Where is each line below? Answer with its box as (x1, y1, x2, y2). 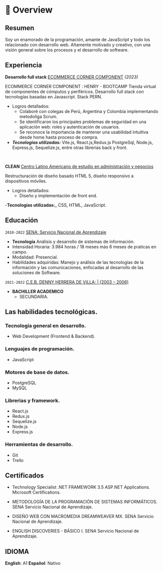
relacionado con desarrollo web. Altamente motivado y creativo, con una (5, 42, 151, 48)
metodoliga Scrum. (19, 113, 57, 119)
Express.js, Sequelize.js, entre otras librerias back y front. (12, 145, 128, 150)
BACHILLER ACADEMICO (12, 288, 64, 294)
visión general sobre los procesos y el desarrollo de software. (5, 47, 129, 53)
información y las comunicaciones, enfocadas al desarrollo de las (12, 264, 144, 270)
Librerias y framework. (5, 397, 60, 404)
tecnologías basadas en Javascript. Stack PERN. (5, 93, 102, 99)
